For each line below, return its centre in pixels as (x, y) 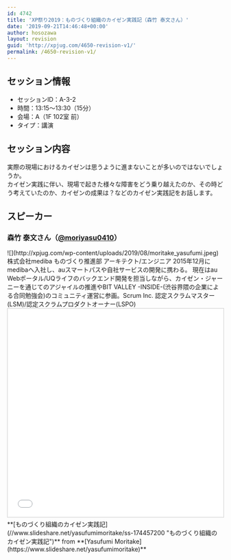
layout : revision (32, 39)
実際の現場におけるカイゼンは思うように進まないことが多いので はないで (109, 166)
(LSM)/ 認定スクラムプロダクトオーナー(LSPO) (72, 304)
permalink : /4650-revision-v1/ (52, 52)
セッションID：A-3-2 (47, 99)
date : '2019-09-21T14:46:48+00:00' (58, 26)
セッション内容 (39, 149)
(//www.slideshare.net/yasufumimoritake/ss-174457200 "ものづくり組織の (112, 533)
